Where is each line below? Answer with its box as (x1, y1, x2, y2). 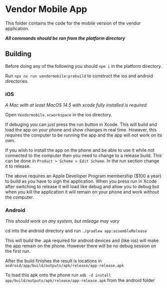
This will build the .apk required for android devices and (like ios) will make (5, 237, 159, 244)
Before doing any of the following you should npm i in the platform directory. (5, 63, 162, 69)
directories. (5, 78, 29, 84)
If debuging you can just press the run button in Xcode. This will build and (5, 121, 157, 127)
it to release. (5, 163, 31, 169)
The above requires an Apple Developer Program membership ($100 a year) (5, 173, 161, 179)
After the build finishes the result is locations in (5, 258, 102, 264)
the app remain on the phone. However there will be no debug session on (5, 243, 156, 249)
